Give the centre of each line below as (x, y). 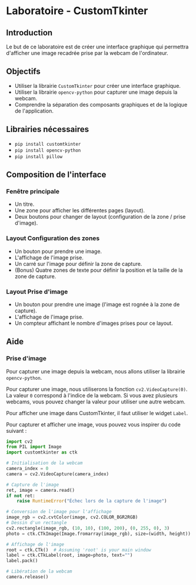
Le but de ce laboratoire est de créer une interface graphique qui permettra (97, 47)
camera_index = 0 (27, 469)
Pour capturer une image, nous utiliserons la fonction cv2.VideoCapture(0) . (97, 389)
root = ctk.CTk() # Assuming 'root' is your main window (79, 550)
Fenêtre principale (33, 191)
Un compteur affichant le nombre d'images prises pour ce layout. (94, 323)
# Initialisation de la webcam (44, 463)
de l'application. (34, 111)
